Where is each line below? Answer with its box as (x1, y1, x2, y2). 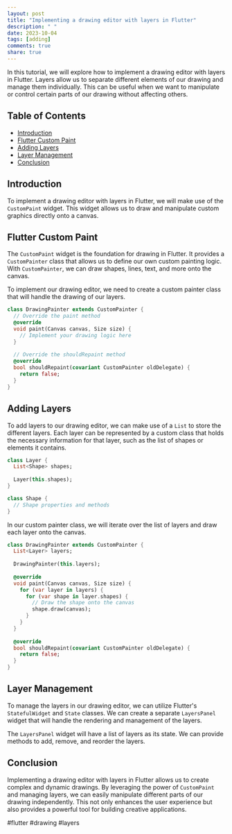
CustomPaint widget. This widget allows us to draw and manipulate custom (7, 204, 220, 212)
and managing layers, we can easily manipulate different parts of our (7, 790, 204, 799)
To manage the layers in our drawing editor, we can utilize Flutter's (7, 701, 197, 710)
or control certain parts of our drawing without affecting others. (7, 90, 188, 98)
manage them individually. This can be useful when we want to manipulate (7, 83, 220, 91)
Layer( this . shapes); (13, 476, 73, 483)
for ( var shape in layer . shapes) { (25, 593, 129, 600)
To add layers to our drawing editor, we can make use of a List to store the (7, 421, 222, 429)
